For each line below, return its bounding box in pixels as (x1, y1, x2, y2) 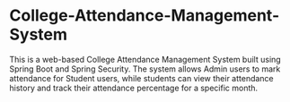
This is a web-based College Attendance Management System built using (9, 54, 281, 64)
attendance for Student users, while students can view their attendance (9, 72, 274, 83)
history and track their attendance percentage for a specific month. (9, 82, 259, 93)
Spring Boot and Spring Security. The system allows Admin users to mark (9, 64, 281, 74)
